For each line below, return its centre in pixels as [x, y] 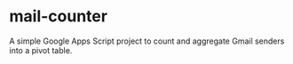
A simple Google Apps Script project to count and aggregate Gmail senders [147, 41]
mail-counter [59, 16]
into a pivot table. [41, 50]
